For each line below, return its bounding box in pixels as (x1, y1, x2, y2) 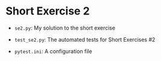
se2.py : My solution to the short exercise (14, 24, 116, 31)
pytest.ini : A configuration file (14, 47, 92, 55)
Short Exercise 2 (5, 4, 90, 18)
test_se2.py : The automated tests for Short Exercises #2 (14, 36, 156, 43)
